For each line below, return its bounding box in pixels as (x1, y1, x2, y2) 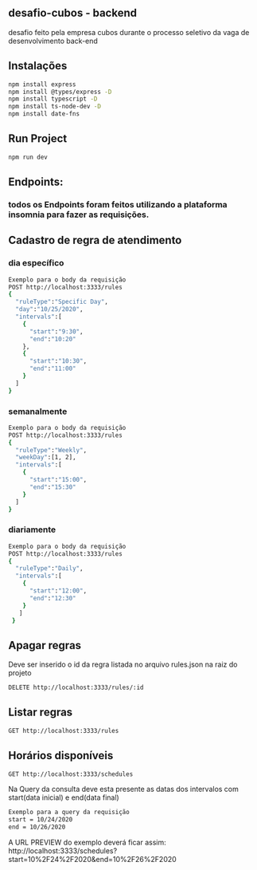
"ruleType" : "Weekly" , (15, 446, 88, 454)
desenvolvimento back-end (8, 36, 98, 45)
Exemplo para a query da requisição (8, 809, 130, 817)
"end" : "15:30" (29, 482, 77, 491)
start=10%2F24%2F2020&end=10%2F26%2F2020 (8, 855, 177, 864)
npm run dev (8, 153, 48, 161)
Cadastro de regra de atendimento (8, 234, 182, 247)
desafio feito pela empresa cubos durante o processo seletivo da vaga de (8, 27, 250, 37)
